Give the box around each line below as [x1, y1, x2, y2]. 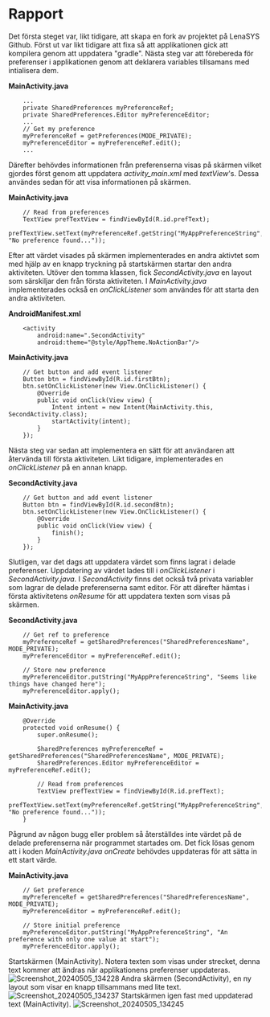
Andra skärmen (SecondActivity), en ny [121, 974, 252, 983]
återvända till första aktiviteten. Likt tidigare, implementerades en [8, 453, 223, 463]
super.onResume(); [37, 731, 99, 739]
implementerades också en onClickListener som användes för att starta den [8, 285, 260, 294]
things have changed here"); [8, 680, 106, 688]
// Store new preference [22, 666, 106, 674]
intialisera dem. [8, 65, 59, 75]
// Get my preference [22, 125, 95, 133]
